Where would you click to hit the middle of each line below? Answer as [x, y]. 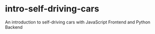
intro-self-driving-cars [52, 9]
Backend [14, 27]
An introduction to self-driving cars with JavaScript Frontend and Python [78, 22]
